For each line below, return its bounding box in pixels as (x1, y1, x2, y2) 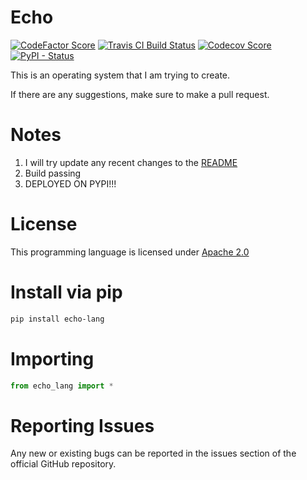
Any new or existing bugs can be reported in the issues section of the (10, 447, 297, 460)
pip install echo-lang (10, 314, 105, 324)
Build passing (24, 167, 82, 179)
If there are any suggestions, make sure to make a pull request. (10, 88, 270, 100)
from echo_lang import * (10, 381, 114, 391)
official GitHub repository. (10, 458, 117, 470)
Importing (10, 347, 95, 370)
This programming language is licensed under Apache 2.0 (10, 246, 250, 258)
